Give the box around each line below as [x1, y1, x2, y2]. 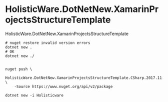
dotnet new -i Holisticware [5, 92, 64, 98]
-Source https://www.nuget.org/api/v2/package [14, 84, 113, 89]
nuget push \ [5, 66, 32, 71]
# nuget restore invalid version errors [5, 40, 91, 45]
